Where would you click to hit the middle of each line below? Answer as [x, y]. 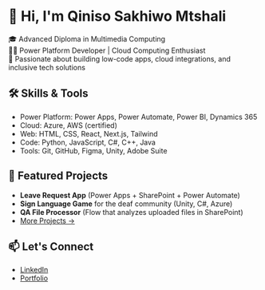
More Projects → [47, 220]
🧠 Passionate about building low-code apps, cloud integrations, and [120, 58]
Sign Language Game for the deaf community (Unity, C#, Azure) [126, 204]
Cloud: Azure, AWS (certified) [69, 125]
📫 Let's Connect [51, 246]
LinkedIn [34, 270]
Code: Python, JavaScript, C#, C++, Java [87, 142]
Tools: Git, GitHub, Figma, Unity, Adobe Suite [93, 150]
